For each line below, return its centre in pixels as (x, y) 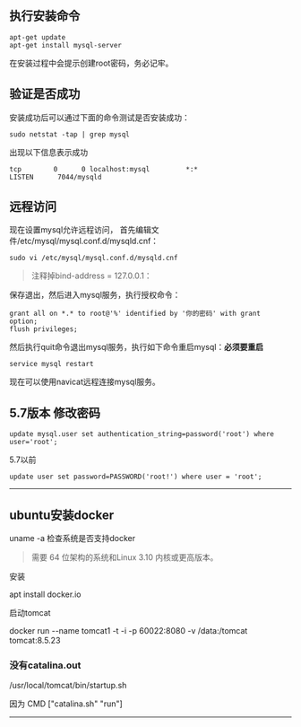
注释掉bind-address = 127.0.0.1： (91, 276)
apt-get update (38, 37)
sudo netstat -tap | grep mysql (69, 134)
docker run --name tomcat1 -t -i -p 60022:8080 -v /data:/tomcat (129, 631)
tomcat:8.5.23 (35, 641)
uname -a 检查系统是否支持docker (73, 539)
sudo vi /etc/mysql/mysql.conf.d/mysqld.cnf (94, 258)
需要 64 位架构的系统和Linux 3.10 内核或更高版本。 (125, 557)
